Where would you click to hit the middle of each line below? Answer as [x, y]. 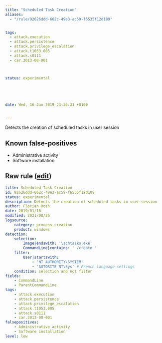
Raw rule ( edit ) [28, 176]
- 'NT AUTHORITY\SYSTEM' [58, 262]
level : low [16, 336]
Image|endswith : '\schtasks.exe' [58, 243]
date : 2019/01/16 [23, 211]
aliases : [14, 14]
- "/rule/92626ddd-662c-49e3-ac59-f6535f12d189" [61, 19]
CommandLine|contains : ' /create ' [60, 248]
